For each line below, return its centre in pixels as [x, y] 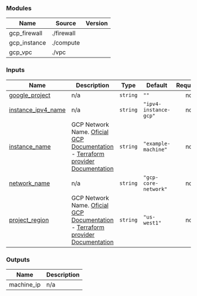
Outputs [18, 260]
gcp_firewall [26, 33]
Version [97, 23]
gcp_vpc [21, 52]
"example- [157, 143]
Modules [19, 8]
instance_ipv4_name [38, 110]
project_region [29, 220]
